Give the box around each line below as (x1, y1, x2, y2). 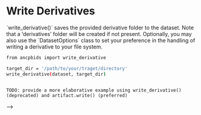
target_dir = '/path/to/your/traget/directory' (6, 65, 128, 71)
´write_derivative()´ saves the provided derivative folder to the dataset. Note (6, 24, 194, 31)
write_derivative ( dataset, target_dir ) (6, 71, 107, 77)
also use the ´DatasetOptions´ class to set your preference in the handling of (6, 37, 196, 44)
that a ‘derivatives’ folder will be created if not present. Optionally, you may (6, 30, 192, 37)
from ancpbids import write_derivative (6, 55, 107, 60)
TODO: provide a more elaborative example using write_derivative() (6, 87, 182, 93)
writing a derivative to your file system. (6, 43, 103, 50)
